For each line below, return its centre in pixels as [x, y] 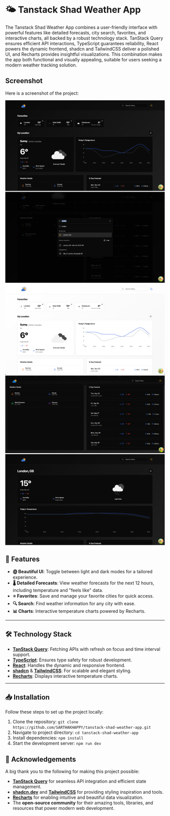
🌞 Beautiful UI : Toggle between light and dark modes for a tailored [82, 571]
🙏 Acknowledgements [41, 759]
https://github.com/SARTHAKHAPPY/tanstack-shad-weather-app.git [82, 728]
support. [22, 654]
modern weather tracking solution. [41, 65]
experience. [25, 577]
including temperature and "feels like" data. [58, 590]
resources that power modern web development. [63, 808]
